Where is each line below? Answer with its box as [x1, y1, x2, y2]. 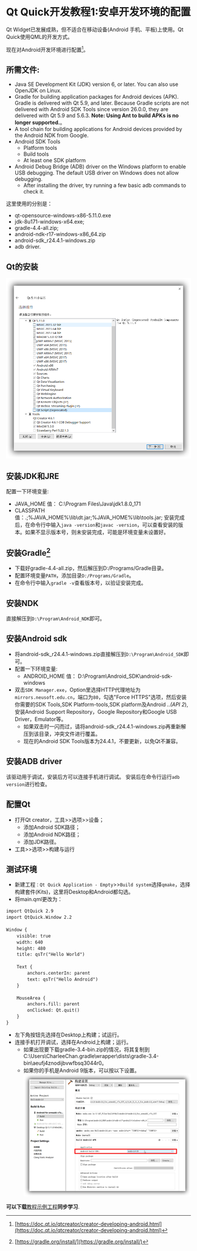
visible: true [16, 933, 51, 939]
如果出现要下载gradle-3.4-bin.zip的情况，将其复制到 [23, 1046, 150, 1053]
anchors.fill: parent [27, 1001, 80, 1007]
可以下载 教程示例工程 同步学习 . [6, 1203, 80, 1210]
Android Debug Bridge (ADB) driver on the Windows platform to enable [14, 163, 186, 170]
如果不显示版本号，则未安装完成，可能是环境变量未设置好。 [25, 529, 169, 536]
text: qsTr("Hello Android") [27, 976, 98, 982]
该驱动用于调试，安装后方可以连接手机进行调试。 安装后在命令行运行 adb [6, 773, 180, 780]
